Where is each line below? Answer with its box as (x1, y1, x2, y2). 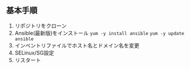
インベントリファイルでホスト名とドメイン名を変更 (14, 42, 140, 49)
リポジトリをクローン (14, 22, 67, 29)
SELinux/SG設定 (14, 49, 54, 56)
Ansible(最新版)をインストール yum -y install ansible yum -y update (14, 29, 185, 36)
